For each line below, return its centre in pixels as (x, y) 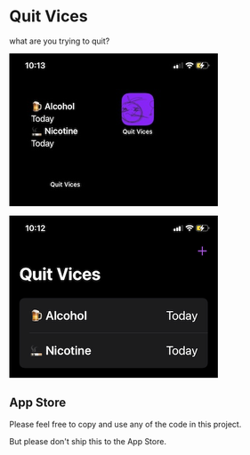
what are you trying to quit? (60, 41)
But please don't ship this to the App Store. (88, 441)
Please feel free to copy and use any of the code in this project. (125, 424)
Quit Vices (48, 16)
